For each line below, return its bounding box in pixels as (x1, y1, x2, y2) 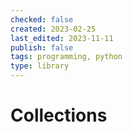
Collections (10, 104, 108, 127)
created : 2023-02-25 (10, 24, 97, 34)
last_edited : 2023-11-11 (10, 33, 114, 43)
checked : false (10, 14, 74, 25)
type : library (10, 61, 70, 71)
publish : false (10, 42, 74, 53)
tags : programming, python (10, 52, 123, 62)
